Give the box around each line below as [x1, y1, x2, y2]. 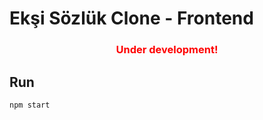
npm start [9, 100, 51, 110]
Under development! [115, 43, 219, 57]
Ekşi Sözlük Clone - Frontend [9, 7, 254, 30]
